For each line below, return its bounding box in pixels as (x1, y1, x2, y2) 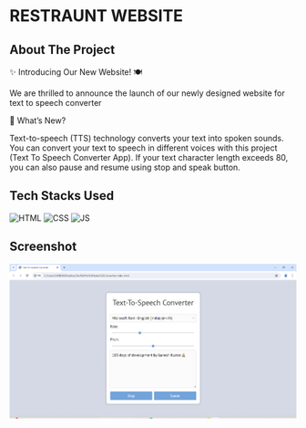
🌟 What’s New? (9, 115, 66, 126)
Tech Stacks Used (9, 188, 115, 204)
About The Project (9, 42, 116, 57)
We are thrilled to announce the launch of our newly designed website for (9, 88, 285, 99)
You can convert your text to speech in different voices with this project (9, 142, 278, 153)
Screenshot (9, 239, 77, 255)
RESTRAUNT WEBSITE (9, 5, 184, 26)
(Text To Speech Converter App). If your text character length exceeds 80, (9, 152, 289, 162)
